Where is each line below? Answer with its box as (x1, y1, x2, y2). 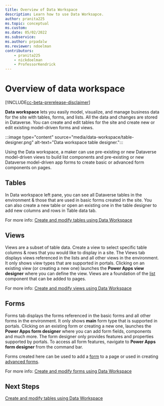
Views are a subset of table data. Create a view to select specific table (5, 244, 147, 250)
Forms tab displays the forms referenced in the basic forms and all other (5, 313, 151, 319)
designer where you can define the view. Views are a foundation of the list (5, 270, 156, 276)
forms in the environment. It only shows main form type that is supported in (5, 318, 158, 323)
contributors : (5, 48, 34, 53)
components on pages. (5, 165, 52, 171)
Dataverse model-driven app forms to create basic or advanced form (5, 159, 144, 165)
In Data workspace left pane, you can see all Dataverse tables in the (5, 192, 142, 198)
